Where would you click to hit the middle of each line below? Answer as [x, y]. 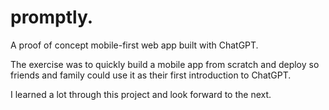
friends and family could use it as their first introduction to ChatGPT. [151, 75]
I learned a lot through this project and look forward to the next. [141, 94]
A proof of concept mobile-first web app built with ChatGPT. [134, 45]
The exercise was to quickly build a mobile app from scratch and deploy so [165, 64]
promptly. [52, 17]
